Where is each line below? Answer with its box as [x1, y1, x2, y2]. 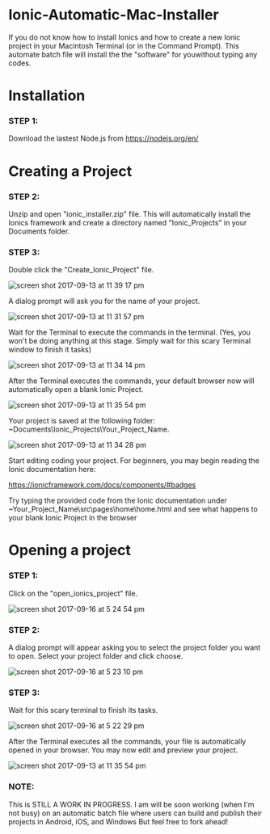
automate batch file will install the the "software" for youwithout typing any [8, 49, 258, 59]
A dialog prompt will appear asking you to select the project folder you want [8, 642, 261, 652]
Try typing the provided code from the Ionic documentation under [8, 495, 228, 506]
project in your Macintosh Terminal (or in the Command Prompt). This [8, 40, 240, 50]
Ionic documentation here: [8, 465, 96, 474]
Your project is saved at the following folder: [8, 416, 156, 426]
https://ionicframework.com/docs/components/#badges [8, 480, 196, 490]
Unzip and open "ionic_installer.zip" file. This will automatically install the [8, 208, 251, 219]
